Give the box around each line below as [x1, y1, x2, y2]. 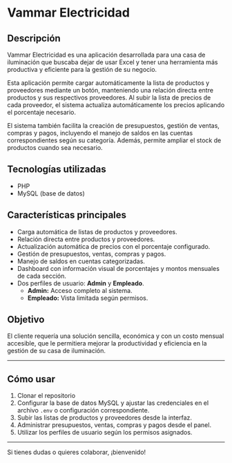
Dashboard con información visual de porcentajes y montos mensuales [17, 264, 220, 272]
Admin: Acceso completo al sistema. [27, 286, 133, 294]
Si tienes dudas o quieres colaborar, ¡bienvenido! [7, 448, 146, 457]
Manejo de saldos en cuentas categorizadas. [17, 257, 145, 265]
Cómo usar [7, 373, 56, 385]
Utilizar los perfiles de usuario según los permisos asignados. [17, 428, 193, 437]
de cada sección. [17, 272, 67, 280]
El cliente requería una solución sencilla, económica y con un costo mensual [7, 332, 224, 340]
